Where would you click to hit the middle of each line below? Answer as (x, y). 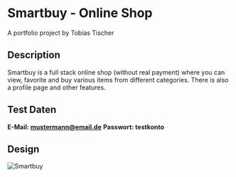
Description (34, 55)
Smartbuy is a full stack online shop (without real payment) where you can (116, 72)
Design (23, 149)
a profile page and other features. (57, 87)
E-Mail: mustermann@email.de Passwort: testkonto (86, 127)
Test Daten (32, 110)
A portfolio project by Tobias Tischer (61, 33)
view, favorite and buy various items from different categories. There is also (118, 80)
